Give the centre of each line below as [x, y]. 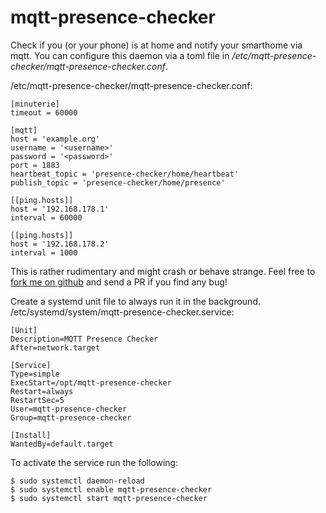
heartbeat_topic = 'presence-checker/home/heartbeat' [125, 174]
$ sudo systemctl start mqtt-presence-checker [109, 498]
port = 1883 [35, 165]
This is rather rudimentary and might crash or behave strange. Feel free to [163, 271]
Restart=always [42, 391]
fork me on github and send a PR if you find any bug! [119, 282]
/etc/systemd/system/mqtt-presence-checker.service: [122, 312]
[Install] [31, 435]
